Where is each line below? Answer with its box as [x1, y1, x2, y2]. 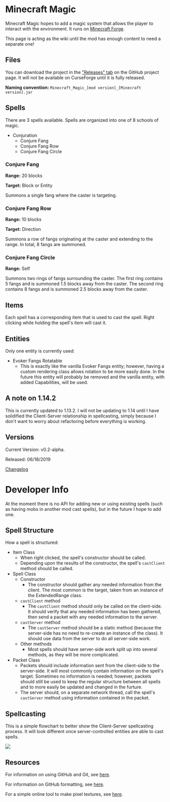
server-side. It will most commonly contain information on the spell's [20, 668, 164, 674]
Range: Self [5, 265, 30, 272]
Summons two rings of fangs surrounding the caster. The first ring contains [5, 275, 163, 282]
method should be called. [20, 566, 74, 572]
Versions [5, 433, 35, 442]
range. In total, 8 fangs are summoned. [5, 241, 87, 248]
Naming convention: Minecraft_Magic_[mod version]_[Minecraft [5, 84, 141, 90]
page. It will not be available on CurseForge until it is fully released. [5, 75, 146, 81]
